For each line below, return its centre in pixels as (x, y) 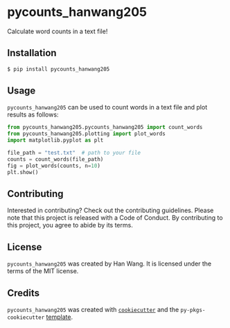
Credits (24, 293)
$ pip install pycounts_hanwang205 (59, 69)
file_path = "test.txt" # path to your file (74, 153)
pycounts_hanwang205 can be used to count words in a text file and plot (107, 107)
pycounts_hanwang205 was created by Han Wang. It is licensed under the (109, 264)
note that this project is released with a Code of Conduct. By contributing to (115, 218)
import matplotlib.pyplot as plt (55, 140)
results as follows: (33, 114)
